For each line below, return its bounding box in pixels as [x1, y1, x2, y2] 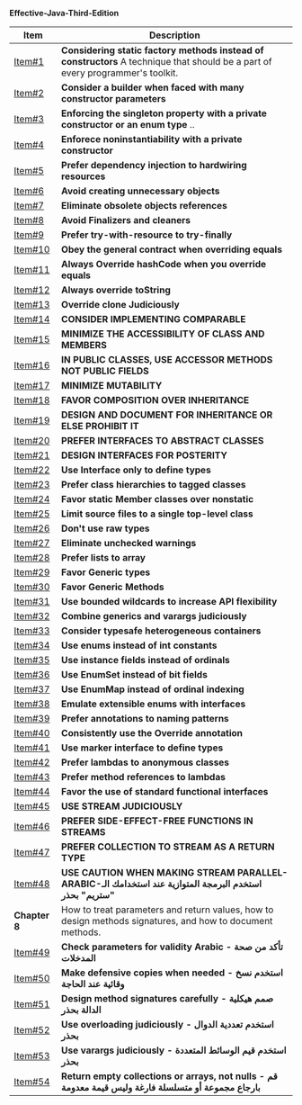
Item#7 [13, 200, 45, 211]
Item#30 [13, 580, 50, 593]
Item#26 [13, 522, 50, 535]
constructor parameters [61, 93, 166, 104]
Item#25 [13, 508, 50, 520]
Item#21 [13, 449, 50, 462]
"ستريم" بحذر [61, 889, 115, 901]
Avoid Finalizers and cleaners [61, 214, 191, 226]
